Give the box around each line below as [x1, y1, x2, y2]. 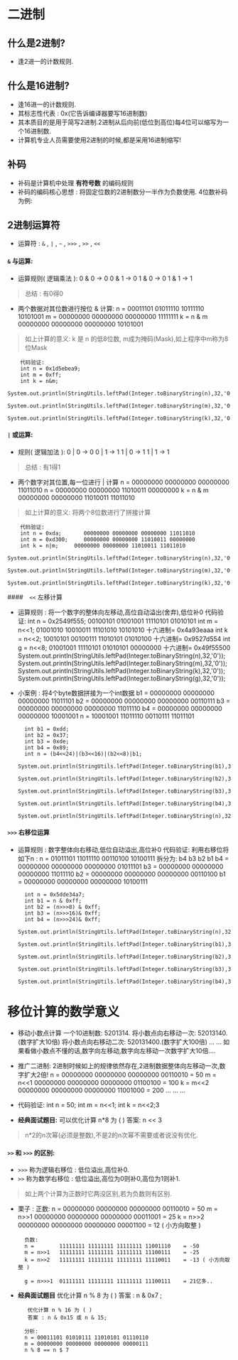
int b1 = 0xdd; [24, 725, 70, 732]
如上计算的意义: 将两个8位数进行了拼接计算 [24, 508, 151, 516]
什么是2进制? [7, 37, 65, 49]
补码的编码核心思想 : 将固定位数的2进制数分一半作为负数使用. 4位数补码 [17, 187, 228, 196]
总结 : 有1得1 [24, 462, 61, 471]
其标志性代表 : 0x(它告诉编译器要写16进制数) [17, 109, 148, 117]
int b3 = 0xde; [24, 738, 70, 745]
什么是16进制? [7, 80, 70, 92]
